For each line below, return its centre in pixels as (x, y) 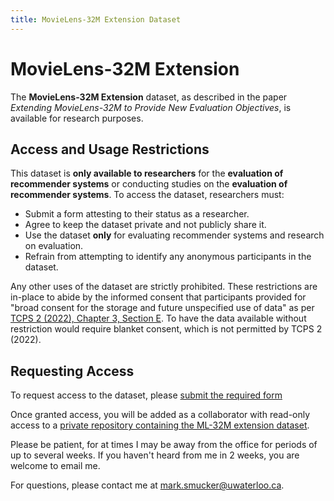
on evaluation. (54, 246)
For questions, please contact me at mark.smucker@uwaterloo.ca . (147, 485)
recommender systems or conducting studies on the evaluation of (149, 184)
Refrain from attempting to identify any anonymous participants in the (168, 257)
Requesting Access (72, 371)
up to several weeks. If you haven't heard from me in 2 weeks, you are (155, 455)
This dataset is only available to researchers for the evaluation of (147, 173)
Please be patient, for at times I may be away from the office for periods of (164, 445)
